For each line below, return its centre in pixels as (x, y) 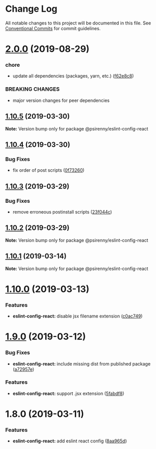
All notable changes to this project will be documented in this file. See (78, 23)
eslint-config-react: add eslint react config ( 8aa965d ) (70, 441)
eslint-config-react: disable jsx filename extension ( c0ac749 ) (77, 316)
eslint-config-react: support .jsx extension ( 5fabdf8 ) (68, 393)
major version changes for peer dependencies (61, 100)
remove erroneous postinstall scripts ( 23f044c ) (62, 212)
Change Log (31, 9)
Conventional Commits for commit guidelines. (53, 28)
